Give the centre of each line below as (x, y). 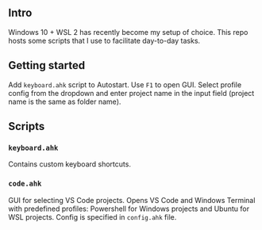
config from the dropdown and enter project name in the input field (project (131, 93)
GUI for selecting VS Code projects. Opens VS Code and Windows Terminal (132, 200)
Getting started (47, 65)
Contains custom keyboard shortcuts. (69, 164)
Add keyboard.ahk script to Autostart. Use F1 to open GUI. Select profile (125, 84)
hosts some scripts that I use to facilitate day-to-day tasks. (104, 40)
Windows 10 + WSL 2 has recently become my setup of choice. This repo (128, 32)
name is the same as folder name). (65, 102)
